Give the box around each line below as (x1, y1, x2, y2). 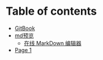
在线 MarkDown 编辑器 (23, 39, 82, 47)
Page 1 (14, 46, 32, 53)
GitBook (14, 24, 35, 32)
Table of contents (6, 4, 97, 18)
